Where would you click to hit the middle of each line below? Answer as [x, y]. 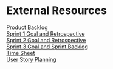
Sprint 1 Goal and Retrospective [46, 33]
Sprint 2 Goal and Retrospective [46, 40]
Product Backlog [27, 27]
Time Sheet [21, 53]
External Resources [57, 11]
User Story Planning [31, 59]
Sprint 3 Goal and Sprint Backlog [47, 47]
